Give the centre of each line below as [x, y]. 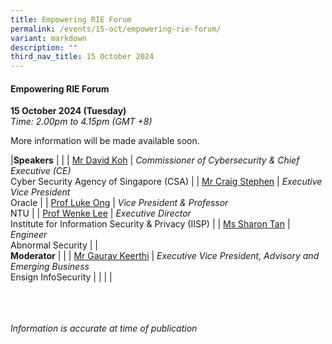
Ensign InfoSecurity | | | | [61, 277]
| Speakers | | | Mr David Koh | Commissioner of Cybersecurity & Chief [155, 160]
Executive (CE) [41, 171]
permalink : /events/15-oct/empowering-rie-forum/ [116, 29]
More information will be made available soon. [105, 141]
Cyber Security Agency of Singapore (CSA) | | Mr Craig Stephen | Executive [166, 182]
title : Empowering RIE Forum [71, 19]
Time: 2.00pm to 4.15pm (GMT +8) [81, 122]
